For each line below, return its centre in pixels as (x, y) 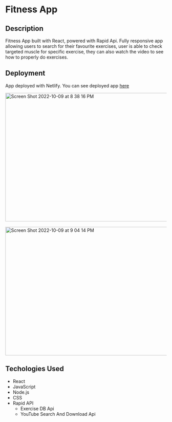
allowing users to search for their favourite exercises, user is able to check (84, 46)
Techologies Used (35, 369)
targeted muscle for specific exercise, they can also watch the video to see (84, 52)
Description (24, 29)
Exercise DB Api (37, 408)
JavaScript (24, 387)
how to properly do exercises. (37, 57)
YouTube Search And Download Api (58, 414)
